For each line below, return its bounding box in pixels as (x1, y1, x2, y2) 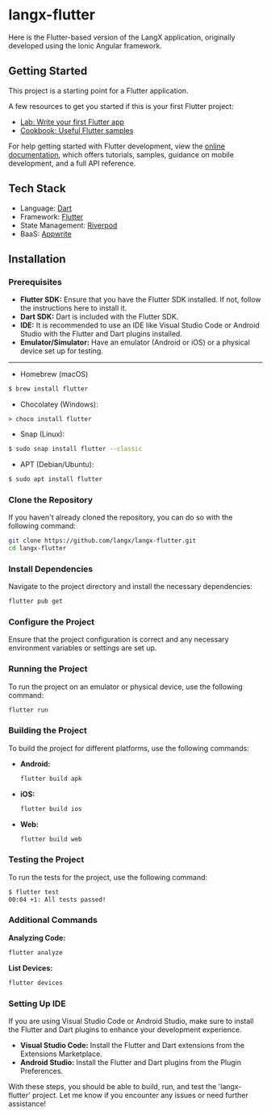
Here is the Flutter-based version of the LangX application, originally (8, 32, 236, 42)
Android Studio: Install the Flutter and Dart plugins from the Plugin (19, 1057, 242, 1067)
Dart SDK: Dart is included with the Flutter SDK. (19, 312, 179, 322)
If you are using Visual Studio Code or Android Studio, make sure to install (8, 1016, 254, 1025)
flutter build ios (19, 804, 82, 812)
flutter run (8, 706, 48, 714)
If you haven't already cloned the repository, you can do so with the (8, 512, 233, 522)
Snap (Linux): (19, 429, 65, 439)
